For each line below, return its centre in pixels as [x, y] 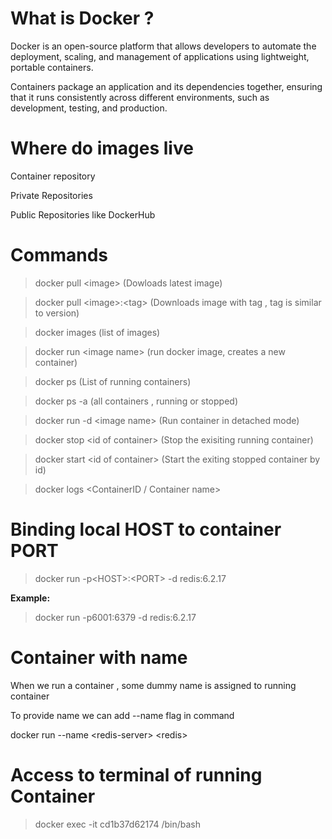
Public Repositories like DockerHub [83, 214]
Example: [30, 598]
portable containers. [52, 67]
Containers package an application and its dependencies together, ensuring [166, 86]
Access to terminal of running [136, 774]
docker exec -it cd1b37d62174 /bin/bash [117, 824]
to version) [57, 313]
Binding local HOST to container [146, 529]
